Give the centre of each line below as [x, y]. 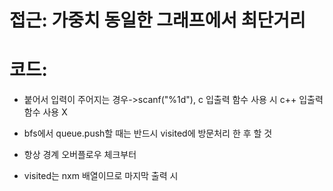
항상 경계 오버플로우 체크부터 [80, 155]
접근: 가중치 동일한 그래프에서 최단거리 [157, 20]
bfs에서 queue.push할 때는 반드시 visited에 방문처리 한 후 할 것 [148, 133]
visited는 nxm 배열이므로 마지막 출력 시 [101, 176]
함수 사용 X [45, 112]
